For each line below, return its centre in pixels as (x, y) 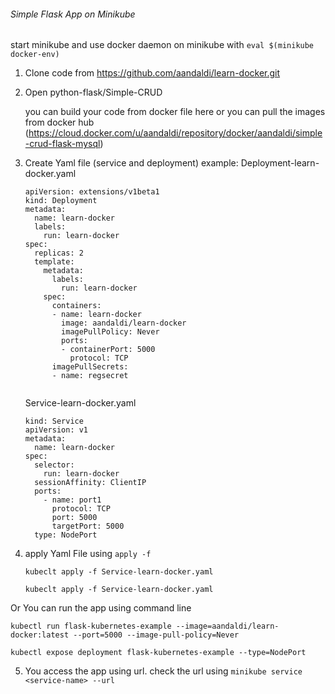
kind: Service (54, 421)
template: (54, 262)
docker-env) (35, 55)
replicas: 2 (59, 253)
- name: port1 (72, 500)
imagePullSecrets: (90, 367)
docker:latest (40, 635)
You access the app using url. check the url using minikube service (163, 671)
